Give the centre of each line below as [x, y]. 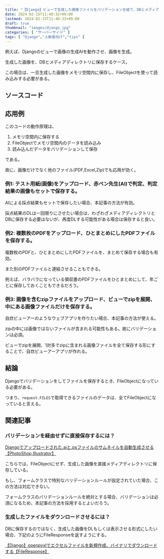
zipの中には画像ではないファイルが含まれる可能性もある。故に [68, 329]
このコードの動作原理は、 [31, 127]
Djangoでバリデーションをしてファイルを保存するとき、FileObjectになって [80, 381]
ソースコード [24, 95]
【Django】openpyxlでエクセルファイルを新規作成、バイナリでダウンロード [81, 545]
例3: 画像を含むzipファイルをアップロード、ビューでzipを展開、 [80, 299]
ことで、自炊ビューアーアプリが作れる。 [50, 351]
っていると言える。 [24, 404]
